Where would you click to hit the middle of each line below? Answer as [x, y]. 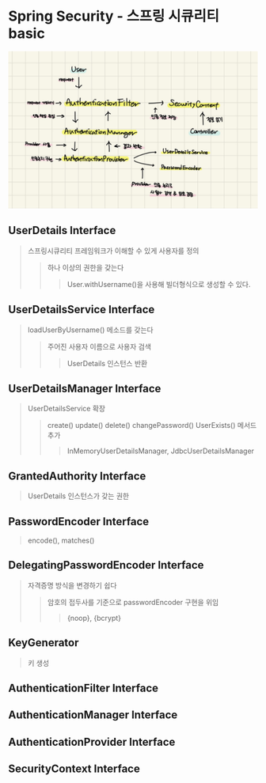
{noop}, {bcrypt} [94, 618]
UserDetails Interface [62, 231]
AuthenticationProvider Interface [92, 741]
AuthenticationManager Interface [93, 715]
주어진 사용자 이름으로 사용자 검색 [99, 346]
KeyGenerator [44, 643]
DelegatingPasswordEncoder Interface [106, 565]
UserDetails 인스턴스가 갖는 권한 [78, 496]
